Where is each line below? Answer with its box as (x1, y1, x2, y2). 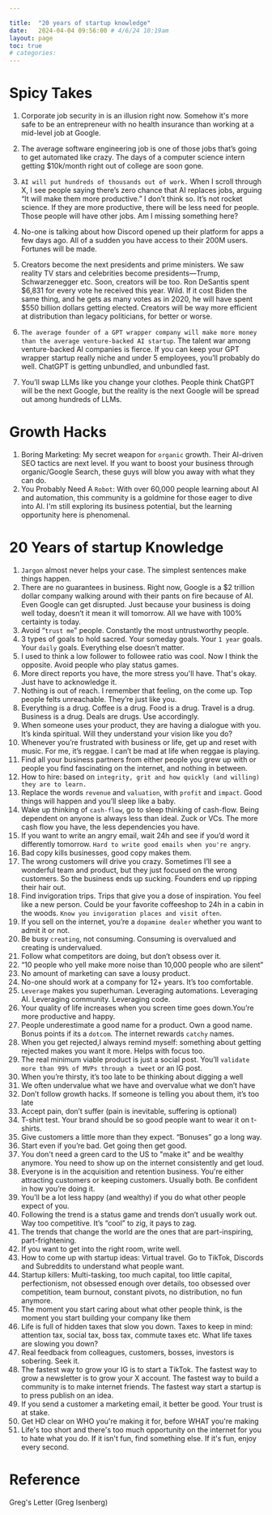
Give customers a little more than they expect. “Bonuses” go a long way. (20, 1132, 262, 1141)
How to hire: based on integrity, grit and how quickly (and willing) (20, 772, 260, 781)
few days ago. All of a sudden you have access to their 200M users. (20, 236, 249, 246)
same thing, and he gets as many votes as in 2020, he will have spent (20, 294, 253, 304)
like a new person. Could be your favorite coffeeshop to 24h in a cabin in (20, 899, 264, 909)
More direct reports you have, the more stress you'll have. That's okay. (20, 668, 257, 678)
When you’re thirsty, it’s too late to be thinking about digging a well (20, 1072, 244, 1081)
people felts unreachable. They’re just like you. (20, 694, 177, 704)
